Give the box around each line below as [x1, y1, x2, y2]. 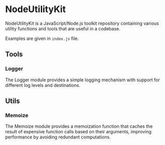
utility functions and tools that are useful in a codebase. [5, 25, 121, 31]
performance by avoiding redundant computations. [5, 134, 111, 140]
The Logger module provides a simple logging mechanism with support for [5, 77, 160, 83]
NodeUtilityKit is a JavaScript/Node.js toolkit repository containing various [5, 20, 159, 26]
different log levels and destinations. [5, 82, 80, 88]
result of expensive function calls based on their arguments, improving [5, 129, 152, 135]
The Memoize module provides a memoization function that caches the [5, 123, 153, 129]
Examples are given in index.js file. [5, 35, 79, 41]
